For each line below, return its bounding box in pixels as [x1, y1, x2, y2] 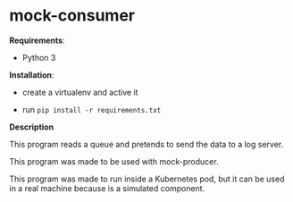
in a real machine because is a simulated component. [9, 182, 205, 193]
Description [9, 122, 54, 132]
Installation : [9, 69, 54, 80]
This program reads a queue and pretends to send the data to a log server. [9, 139, 284, 149]
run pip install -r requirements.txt [21, 104, 162, 114]
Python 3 [21, 52, 56, 63]
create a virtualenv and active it [21, 87, 138, 97]
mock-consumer [9, 5, 136, 26]
